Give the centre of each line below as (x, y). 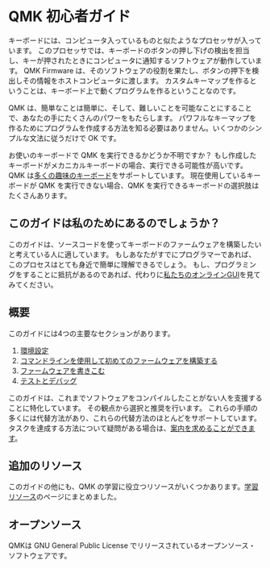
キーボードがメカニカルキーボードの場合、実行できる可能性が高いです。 (128, 165)
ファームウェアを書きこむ (62, 371)
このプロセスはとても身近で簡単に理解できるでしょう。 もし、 (111, 264)
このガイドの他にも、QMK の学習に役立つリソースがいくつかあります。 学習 (134, 487)
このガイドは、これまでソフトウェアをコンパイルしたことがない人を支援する (135, 398)
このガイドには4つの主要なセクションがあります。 (91, 333)
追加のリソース (45, 465)
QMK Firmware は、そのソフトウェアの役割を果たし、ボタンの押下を (138, 70)
